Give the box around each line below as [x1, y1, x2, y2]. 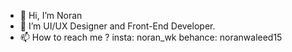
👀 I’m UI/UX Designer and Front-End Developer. [19, 20, 216, 32]
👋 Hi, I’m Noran [19, 10, 83, 21]
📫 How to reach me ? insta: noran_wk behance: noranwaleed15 [19, 31, 283, 43]
